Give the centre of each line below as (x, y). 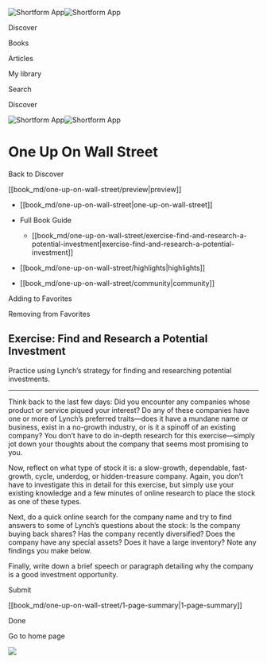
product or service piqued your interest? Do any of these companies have (129, 410)
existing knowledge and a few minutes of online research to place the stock (132, 493)
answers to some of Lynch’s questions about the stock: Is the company (124, 525)
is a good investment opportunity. (63, 574)
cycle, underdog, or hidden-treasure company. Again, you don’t (139, 476)
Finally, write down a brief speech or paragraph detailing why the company (131, 566)
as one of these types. (45, 501)
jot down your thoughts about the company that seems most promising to (128, 444)
